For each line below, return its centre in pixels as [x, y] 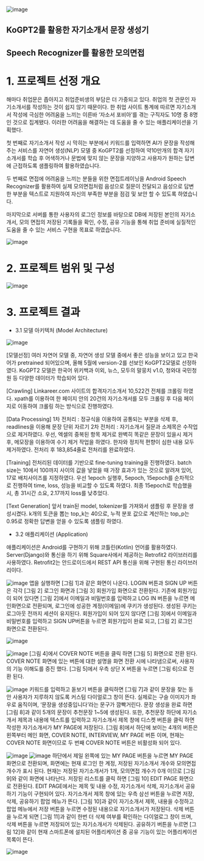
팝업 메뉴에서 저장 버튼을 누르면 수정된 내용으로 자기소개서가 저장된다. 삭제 [95, 809]
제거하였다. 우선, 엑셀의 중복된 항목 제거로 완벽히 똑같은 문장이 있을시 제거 [105, 434]
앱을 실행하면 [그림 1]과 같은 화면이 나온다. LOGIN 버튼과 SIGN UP [108, 583]
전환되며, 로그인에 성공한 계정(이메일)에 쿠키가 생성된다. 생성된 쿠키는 [115, 606]
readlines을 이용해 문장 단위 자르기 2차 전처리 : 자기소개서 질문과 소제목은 [94, 426]
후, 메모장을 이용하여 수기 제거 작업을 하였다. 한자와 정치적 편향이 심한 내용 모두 [100, 441]
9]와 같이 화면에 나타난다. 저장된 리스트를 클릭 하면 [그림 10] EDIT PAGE [92, 778]
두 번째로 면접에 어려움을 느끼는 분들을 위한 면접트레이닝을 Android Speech [97, 178]
